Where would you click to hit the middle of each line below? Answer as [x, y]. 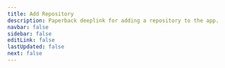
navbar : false [28, 27]
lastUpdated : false [36, 47]
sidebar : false [30, 34]
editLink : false [31, 40]
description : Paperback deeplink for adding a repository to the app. [113, 21]
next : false [25, 54]
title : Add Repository [41, 14]
